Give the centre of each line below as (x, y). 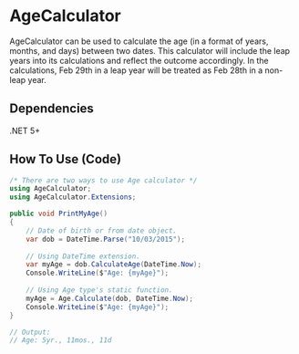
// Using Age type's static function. (99, 290)
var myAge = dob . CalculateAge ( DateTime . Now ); (114, 265)
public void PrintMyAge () (58, 214)
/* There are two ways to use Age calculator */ (103, 180)
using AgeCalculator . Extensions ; (73, 197)
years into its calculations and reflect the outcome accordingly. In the (139, 60)
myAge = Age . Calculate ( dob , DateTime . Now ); (110, 298)
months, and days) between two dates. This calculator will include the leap (149, 50)
